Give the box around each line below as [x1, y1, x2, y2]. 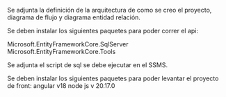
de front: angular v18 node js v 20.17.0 [7, 82, 115, 89]
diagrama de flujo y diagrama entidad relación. [7, 13, 141, 21]
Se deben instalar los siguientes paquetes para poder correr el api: [7, 27, 198, 35]
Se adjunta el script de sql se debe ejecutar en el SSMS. [7, 61, 168, 69]
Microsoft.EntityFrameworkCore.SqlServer [7, 40, 129, 48]
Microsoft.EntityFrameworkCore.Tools [7, 48, 116, 55]
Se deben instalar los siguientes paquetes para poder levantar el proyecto [7, 74, 219, 82]
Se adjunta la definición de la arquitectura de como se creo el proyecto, [7, 6, 212, 14]
